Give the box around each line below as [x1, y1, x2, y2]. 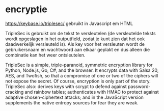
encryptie [5, 4, 47, 15]
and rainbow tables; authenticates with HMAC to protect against [24, 89, 159, 95]
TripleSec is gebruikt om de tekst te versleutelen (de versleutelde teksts [5, 30, 156, 36]
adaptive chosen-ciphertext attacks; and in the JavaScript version [5, 94, 144, 100]
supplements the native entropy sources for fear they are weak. [5, 99, 139, 105]
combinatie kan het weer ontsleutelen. [5, 52, 86, 58]
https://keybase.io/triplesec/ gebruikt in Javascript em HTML [5, 20, 133, 26]
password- [127, 83, 151, 90]
